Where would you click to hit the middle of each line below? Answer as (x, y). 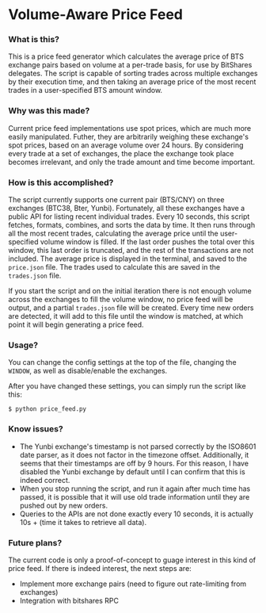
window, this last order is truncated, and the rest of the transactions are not (131, 251)
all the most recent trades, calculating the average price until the (114, 234)
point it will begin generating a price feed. (76, 325)
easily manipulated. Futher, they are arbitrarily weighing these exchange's (129, 136)
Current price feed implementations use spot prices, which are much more (130, 128)
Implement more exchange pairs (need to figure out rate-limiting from (133, 584)
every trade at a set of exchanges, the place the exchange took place (121, 153)
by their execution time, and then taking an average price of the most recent (132, 82)
